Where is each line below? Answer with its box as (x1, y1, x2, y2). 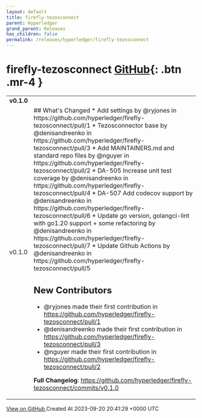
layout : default (6, 8, 47, 15)
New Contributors (33, 284, 112, 296)
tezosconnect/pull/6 (33, 211, 91, 220)
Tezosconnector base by (97, 121, 168, 129)
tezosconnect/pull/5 (33, 264, 91, 272)
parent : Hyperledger (6, 20, 58, 26)
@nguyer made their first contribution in (43, 348, 157, 356)
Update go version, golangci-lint (97, 211, 189, 220)
